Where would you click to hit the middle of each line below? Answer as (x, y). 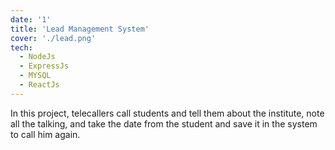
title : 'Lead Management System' (80, 29)
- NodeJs (37, 57)
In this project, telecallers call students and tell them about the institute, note (167, 113)
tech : (21, 47)
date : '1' (31, 19)
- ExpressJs (44, 66)
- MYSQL (35, 76)
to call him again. (45, 134)
